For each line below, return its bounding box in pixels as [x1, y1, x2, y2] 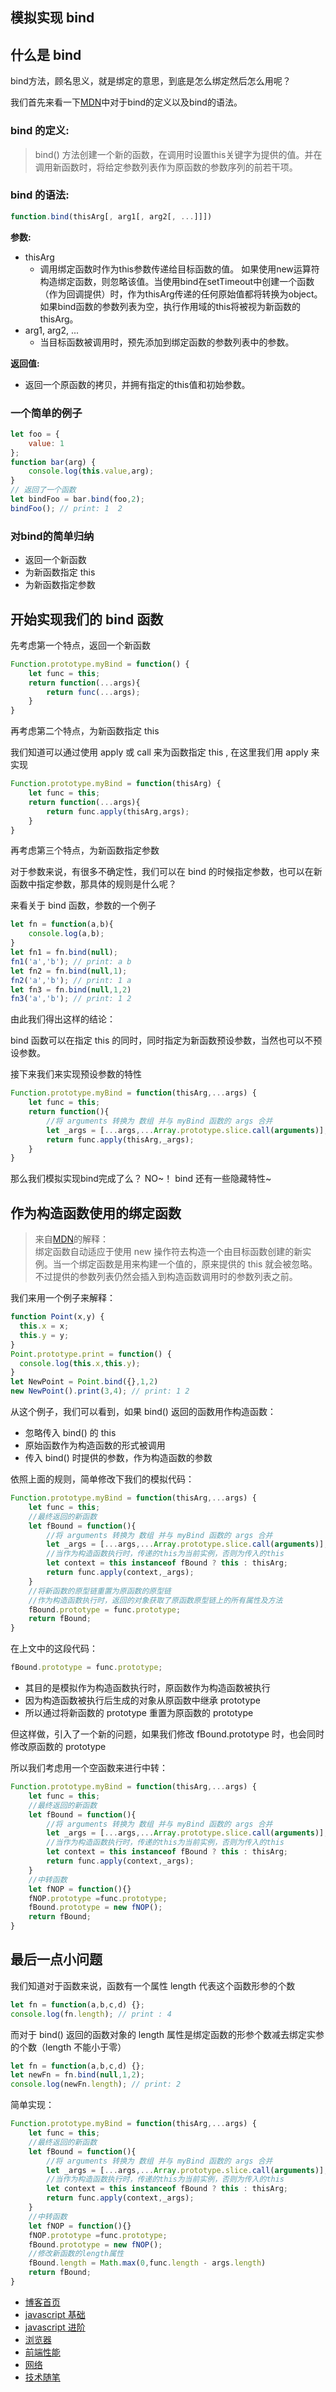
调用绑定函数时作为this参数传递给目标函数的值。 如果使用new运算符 [39, 263, 320, 275]
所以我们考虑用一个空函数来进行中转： [10, 1762, 168, 1774]
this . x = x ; [19, 1321, 70, 1332]
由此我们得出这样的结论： [10, 1013, 116, 1025]
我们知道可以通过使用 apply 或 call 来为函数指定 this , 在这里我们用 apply [10, 746, 309, 758]
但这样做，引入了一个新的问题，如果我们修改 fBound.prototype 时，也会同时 [10, 1728, 325, 1740]
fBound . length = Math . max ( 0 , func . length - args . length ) [28, 2258, 267, 2268]
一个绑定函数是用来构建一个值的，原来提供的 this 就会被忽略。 [61, 1258, 318, 1270]
